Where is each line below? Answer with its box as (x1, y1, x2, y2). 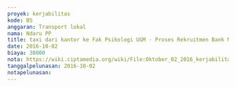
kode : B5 (7, 17, 33, 24)
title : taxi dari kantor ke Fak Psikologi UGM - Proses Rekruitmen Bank (7, 36, 225, 43)
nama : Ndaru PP (7, 29, 52, 37)
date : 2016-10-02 (7, 43, 58, 50)
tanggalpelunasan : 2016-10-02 (7, 62, 96, 69)
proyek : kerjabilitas (7, 10, 71, 18)
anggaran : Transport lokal (7, 23, 86, 30)
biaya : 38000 (7, 50, 46, 57)
